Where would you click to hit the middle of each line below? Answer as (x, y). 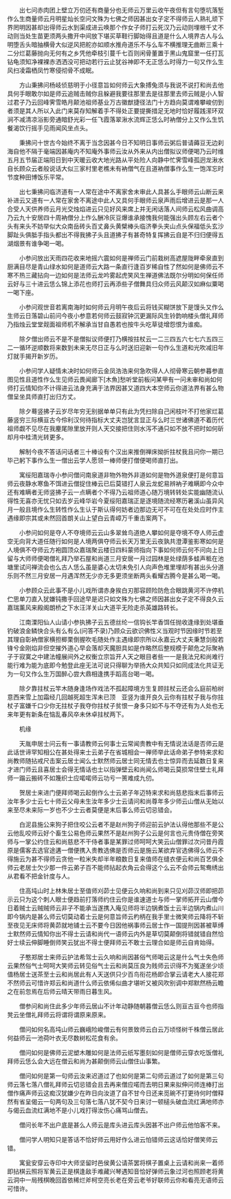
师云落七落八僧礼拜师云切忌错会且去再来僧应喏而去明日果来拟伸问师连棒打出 (115, 1084)
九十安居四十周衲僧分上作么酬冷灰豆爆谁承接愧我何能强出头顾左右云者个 (121, 218)
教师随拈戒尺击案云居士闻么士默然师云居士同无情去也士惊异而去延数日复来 (118, 761)
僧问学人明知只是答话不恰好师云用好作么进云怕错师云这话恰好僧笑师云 (118, 1139)
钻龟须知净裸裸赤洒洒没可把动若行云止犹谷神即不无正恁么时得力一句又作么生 (115, 62)
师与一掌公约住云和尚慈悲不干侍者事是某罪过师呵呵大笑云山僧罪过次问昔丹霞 (115, 842)
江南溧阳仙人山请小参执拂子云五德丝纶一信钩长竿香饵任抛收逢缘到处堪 (118, 622)
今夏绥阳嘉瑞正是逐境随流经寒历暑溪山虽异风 (161, 501)
